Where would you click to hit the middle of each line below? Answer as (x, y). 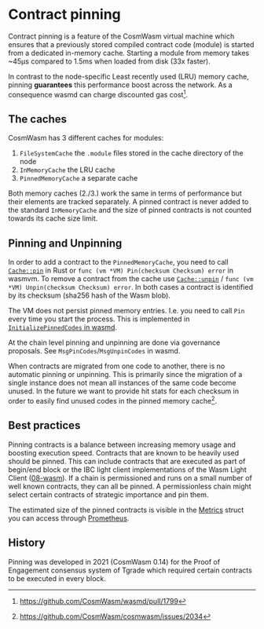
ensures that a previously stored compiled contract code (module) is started (131, 44)
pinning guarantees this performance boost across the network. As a (121, 85)
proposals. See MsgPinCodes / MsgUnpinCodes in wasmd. (94, 351)
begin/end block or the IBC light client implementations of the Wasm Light (128, 470)
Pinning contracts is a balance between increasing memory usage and (122, 444)
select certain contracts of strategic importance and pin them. (108, 494)
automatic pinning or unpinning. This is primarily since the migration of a (125, 375)
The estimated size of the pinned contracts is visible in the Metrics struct (126, 510)
